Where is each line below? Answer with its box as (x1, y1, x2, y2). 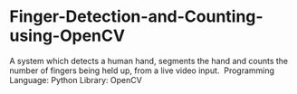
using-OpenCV (9, 25, 125, 46)
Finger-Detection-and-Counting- (9, 6, 264, 27)
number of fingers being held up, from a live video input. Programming (9, 65, 274, 76)
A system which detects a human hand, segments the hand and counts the (9, 55, 289, 66)
